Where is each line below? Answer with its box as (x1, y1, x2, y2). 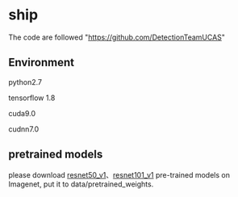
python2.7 (8, 77, 43, 86)
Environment (8, 56, 75, 69)
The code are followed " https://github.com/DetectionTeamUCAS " (8, 32, 226, 42)
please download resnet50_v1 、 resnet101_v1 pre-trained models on (8, 170, 230, 179)
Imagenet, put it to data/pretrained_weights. (8, 179, 154, 189)
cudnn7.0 (8, 124, 40, 134)
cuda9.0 (8, 108, 36, 118)
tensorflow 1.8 (8, 93, 56, 103)
